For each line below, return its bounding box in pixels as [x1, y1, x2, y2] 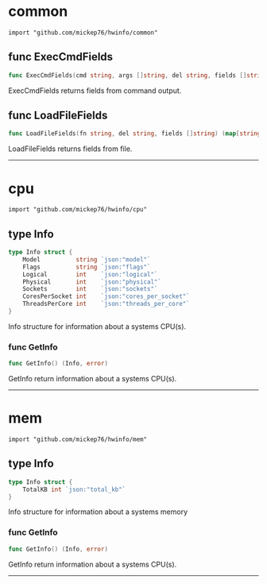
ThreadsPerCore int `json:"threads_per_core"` [22, 300, 191, 308]
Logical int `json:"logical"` [22, 270, 158, 278]
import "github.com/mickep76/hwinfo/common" [8, 29, 158, 37]
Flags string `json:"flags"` [22, 263, 151, 271]
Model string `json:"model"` [22, 255, 151, 264]
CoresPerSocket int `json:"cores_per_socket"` [22, 292, 191, 300]
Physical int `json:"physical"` [22, 277, 161, 286]
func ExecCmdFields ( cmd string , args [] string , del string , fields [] [8, 71, 247, 79]
